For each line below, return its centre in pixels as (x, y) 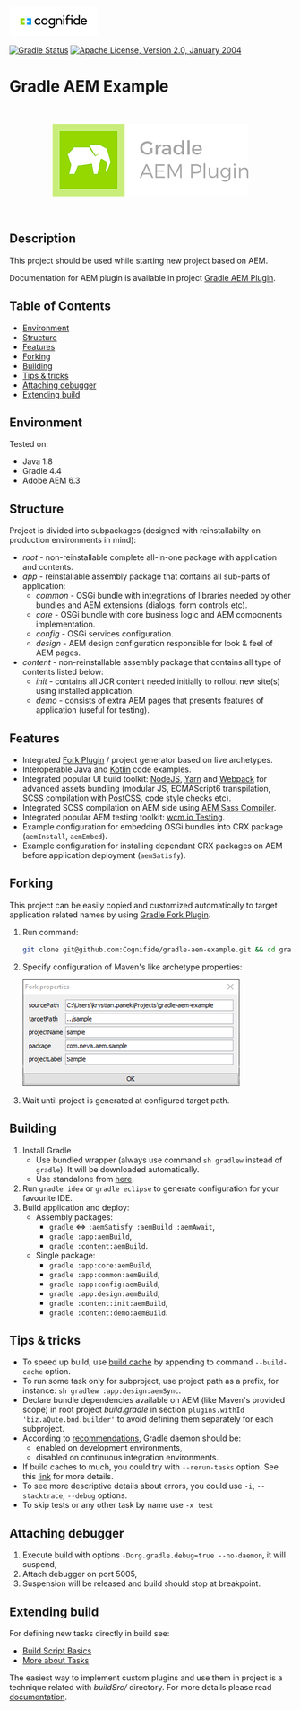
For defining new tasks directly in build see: (90, 1633)
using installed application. (85, 691)
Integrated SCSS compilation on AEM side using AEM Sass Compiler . (149, 807)
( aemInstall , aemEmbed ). (64, 836)
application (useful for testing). (93, 710)
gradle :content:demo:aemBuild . (108, 1312)
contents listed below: (63, 672)
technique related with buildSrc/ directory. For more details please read (141, 1687)
